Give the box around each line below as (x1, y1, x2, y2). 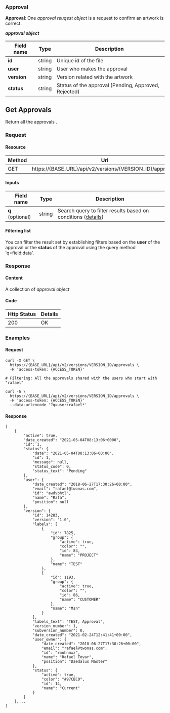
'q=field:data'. (5, 250, 34, 256)
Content (5, 275, 23, 281)
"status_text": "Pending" (32, 468, 87, 474)
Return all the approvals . (5, 119, 57, 125)
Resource (5, 144, 26, 150)
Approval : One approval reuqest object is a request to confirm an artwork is (5, 15, 164, 21)
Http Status (8, 310, 36, 318)
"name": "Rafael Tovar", (41, 655, 94, 660)
